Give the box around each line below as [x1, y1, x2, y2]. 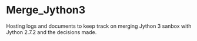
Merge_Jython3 [6, 3, 86, 17]
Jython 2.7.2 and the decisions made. [6, 28, 97, 35]
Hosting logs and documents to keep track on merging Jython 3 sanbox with [6, 23, 192, 29]
